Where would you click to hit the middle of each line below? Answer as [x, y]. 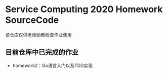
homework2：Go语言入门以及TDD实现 [53, 65]
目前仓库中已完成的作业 [42, 52]
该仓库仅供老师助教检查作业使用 [38, 34]
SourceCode [32, 20]
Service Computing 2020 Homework [84, 9]
